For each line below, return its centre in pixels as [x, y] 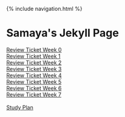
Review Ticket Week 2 [34, 62]
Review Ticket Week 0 [34, 49]
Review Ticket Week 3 [34, 69]
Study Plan [20, 107]
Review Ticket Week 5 [34, 81]
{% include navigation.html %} [45, 9]
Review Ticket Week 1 [33, 56]
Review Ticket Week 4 [34, 75]
